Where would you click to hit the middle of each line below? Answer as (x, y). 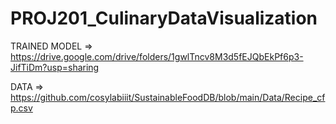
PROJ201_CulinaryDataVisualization (164, 18)
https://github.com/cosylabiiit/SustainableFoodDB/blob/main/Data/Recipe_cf (168, 97)
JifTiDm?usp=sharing (55, 67)
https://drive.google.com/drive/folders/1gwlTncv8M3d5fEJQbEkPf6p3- (157, 56)
